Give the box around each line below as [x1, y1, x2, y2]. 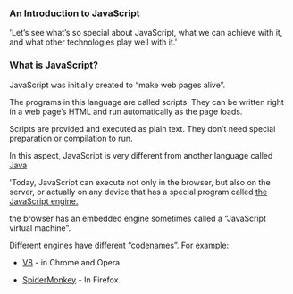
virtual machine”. [9, 222, 71, 233]
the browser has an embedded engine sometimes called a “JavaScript [9, 213, 266, 224]
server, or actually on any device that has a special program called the [9, 186, 268, 197]
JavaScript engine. [9, 195, 79, 207]
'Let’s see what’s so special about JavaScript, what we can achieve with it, [9, 28, 283, 38]
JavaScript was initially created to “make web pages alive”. [9, 79, 226, 90]
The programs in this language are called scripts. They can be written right [9, 96, 284, 107]
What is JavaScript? [9, 59, 98, 71]
